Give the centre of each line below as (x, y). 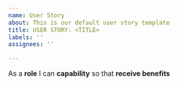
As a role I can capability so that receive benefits (89, 73)
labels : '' (26, 37)
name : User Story (36, 15)
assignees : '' (31, 45)
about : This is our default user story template (89, 23)
